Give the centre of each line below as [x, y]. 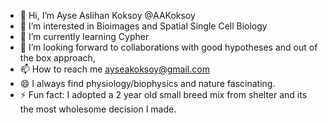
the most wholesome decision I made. [98, 109]
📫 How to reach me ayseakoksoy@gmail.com [114, 69]
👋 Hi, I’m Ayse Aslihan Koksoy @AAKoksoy [107, 15]
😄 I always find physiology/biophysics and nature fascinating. [147, 83]
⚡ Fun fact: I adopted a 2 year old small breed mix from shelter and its [163, 94]
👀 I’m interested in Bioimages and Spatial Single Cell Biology [143, 26]
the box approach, [57, 58]
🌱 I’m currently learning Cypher [84, 36]
